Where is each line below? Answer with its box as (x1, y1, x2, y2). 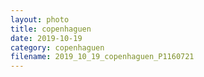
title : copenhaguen (10, 24, 92, 34)
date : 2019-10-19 (10, 33, 83, 43)
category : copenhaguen (10, 42, 105, 53)
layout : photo (10, 14, 70, 25)
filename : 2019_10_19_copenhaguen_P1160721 (10, 52, 195, 62)
